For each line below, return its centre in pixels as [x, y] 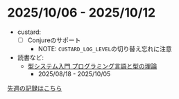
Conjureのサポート [54, 40]
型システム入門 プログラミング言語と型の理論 [92, 66]
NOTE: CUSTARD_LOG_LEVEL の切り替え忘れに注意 [105, 49]
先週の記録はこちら [35, 88]
